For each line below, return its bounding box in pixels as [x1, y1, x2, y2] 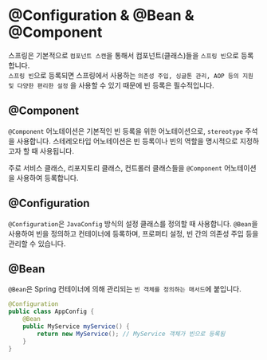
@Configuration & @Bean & [8, 6, 194, 25]
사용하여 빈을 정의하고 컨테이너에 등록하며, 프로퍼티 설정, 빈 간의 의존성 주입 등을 [8, 229, 259, 238]
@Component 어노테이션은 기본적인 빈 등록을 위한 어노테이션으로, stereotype [8, 126, 244, 135]
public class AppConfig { [8, 307, 94, 316]
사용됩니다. [39, 146, 74, 155]
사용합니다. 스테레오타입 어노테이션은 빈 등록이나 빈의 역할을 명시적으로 [16, 136, 238, 146]
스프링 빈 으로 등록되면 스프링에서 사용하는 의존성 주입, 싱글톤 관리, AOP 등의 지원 [8, 70, 253, 80]
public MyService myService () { [22, 323, 130, 331]
